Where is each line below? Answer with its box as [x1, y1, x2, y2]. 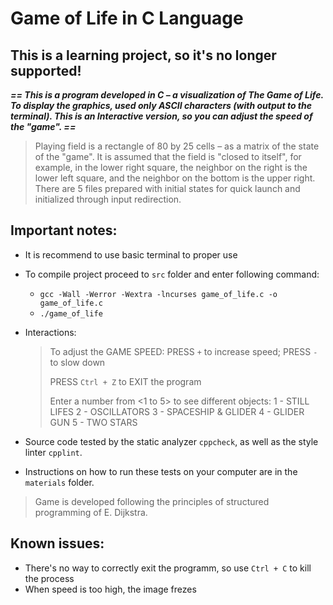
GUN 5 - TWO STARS [49, 416, 138, 428]
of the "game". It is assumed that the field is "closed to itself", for [34, 151, 302, 162]
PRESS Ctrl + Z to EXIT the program [49, 375, 202, 387]
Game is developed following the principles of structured [34, 495, 270, 507]
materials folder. [24, 476, 95, 488]
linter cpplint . [24, 446, 83, 458]
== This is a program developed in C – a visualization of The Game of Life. [10, 89, 324, 101]
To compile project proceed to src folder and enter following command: [24, 268, 320, 280]
